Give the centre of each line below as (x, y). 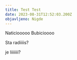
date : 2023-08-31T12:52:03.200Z (38, 14)
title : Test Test (23, 10)
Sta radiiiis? (17, 43)
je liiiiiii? (13, 52)
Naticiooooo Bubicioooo (30, 33)
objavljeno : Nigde (24, 19)
